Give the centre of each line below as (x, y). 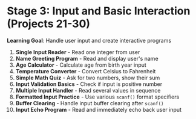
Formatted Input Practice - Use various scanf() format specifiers (97, 97)
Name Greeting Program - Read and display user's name (87, 58)
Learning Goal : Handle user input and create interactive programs (89, 40)
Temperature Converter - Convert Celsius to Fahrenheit (86, 71)
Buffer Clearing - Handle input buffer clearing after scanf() (90, 103)
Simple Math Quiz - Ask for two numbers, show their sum (88, 78)
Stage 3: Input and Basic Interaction (99, 11)
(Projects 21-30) (48, 24)
